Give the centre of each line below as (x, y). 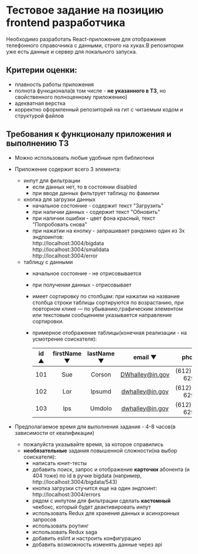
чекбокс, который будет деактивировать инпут (92, 507)
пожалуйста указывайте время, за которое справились (93, 444)
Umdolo (101, 408)
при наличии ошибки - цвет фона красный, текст (94, 218)
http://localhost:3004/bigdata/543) (75, 482)
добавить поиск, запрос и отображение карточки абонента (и (111, 469)
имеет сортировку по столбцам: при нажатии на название (106, 296)
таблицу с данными (48, 262)
